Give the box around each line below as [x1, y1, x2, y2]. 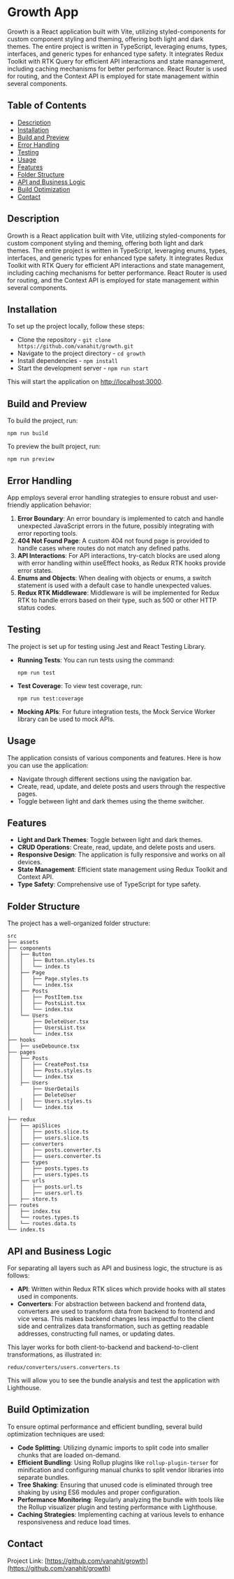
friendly [7, 501, 30, 509]
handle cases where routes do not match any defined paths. [17, 544, 191, 552]
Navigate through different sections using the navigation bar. [17, 774, 192, 783]
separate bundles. [17, 1473, 70, 1481]
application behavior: [31, 501, 92, 509]
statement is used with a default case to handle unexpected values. [17, 581, 212, 590]
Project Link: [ [7, 1557, 47, 1565]
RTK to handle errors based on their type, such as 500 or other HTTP [17, 596, 217, 604]
